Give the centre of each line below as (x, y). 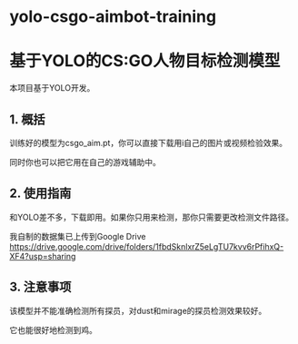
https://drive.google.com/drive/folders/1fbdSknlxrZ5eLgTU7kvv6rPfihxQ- (147, 246)
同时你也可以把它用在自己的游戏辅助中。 (85, 162)
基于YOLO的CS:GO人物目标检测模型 (145, 61)
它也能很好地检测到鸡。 (53, 329)
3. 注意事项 (40, 287)
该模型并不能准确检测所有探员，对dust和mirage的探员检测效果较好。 (138, 310)
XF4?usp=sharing (43, 256)
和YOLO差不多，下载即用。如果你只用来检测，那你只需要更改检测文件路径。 (151, 217)
